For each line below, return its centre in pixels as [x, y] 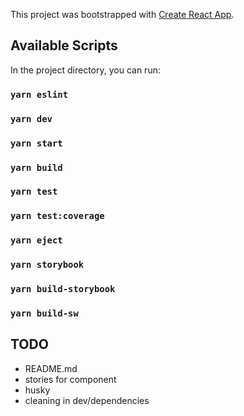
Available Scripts [64, 45]
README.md [51, 368]
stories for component [70, 379]
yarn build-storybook [63, 289]
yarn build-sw [44, 313]
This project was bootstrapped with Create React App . [122, 14]
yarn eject [36, 240]
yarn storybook [47, 265]
